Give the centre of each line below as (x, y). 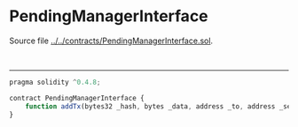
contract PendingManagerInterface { (77, 98)
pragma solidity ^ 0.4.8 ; (55, 82)
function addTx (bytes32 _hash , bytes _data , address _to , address (150, 106)
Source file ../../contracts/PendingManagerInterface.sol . (111, 41)
